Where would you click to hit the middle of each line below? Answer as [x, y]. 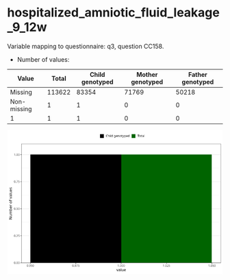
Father [197, 75]
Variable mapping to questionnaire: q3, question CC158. [86, 46]
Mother [147, 75]
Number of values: [43, 59]
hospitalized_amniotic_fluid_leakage [114, 13]
